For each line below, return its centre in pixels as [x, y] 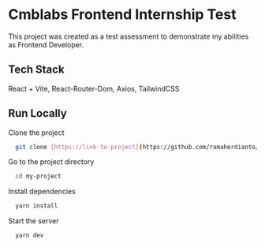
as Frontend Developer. [46, 44]
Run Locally [37, 113]
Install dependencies [42, 192]
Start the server [34, 221]
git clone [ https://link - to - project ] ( [79, 147]
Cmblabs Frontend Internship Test [122, 15]
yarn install [37, 206]
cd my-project [38, 176]
